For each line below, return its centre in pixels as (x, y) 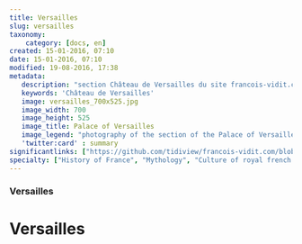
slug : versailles (42, 26)
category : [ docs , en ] (66, 43)
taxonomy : (28, 34)
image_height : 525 (56, 118)
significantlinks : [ (48, 151)
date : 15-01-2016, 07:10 (56, 59)
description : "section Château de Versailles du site (124, 85)
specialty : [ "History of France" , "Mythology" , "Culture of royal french (151, 160)
